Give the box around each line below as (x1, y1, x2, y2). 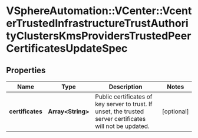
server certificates (95, 115, 146, 123)
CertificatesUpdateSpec (6, 42, 128, 55)
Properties (6, 65, 46, 75)
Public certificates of (95, 93, 153, 101)
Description (108, 83, 143, 91)
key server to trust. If (95, 100, 153, 108)
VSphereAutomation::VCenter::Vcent (6, 4, 192, 18)
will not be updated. (95, 122, 150, 130)
